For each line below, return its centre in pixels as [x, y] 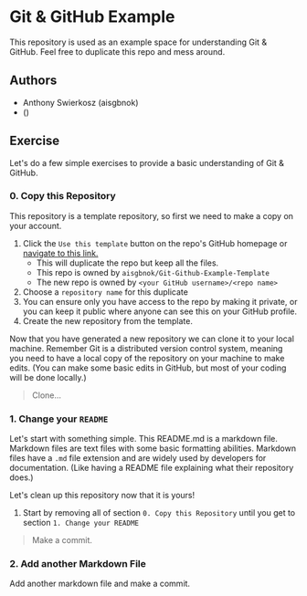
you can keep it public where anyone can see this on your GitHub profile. [160, 311]
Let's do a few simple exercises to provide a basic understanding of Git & [147, 162]
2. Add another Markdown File [78, 564]
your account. [36, 225]
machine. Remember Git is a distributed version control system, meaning [146, 348]
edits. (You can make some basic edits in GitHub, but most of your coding [148, 368]
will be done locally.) [48, 377]
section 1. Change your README [81, 523]
